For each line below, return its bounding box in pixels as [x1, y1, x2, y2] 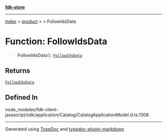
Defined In [5, 93, 38, 102]
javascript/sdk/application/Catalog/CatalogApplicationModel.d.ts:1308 [5, 112, 149, 118]
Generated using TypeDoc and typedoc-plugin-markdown [5, 126, 124, 132]
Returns [5, 67, 31, 75]
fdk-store [5, 4, 25, 10]
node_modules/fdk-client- [5, 106, 59, 112]
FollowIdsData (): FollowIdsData [17, 52, 83, 58]
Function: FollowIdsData [5, 36, 108, 47]
